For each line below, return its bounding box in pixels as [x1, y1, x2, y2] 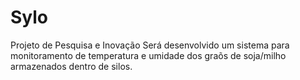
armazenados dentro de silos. [10, 60, 133, 72]
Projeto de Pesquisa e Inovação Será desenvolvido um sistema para [10, 39, 290, 51]
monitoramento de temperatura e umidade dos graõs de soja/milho [10, 49, 287, 61]
